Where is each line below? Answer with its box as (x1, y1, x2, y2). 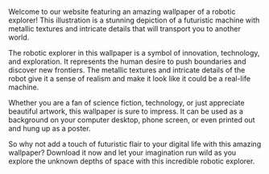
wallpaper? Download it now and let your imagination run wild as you (8, 148, 237, 157)
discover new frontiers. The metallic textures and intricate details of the (8, 65, 246, 75)
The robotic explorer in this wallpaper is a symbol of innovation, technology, (8, 48, 260, 57)
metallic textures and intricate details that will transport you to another (8, 24, 242, 33)
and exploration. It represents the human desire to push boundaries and (8, 56, 246, 66)
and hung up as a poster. (8, 124, 91, 133)
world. (8, 32, 30, 42)
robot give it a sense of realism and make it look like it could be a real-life (8, 74, 251, 83)
